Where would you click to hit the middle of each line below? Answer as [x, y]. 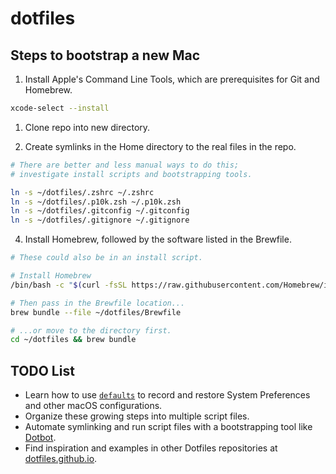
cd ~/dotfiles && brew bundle [73, 340]
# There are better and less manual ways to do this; [125, 165]
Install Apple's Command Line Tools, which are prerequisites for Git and [172, 79]
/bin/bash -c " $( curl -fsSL [69, 285]
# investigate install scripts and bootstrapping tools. [131, 174]
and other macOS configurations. [93, 406]
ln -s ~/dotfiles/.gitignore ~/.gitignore [100, 220]
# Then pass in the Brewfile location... [98, 303]
